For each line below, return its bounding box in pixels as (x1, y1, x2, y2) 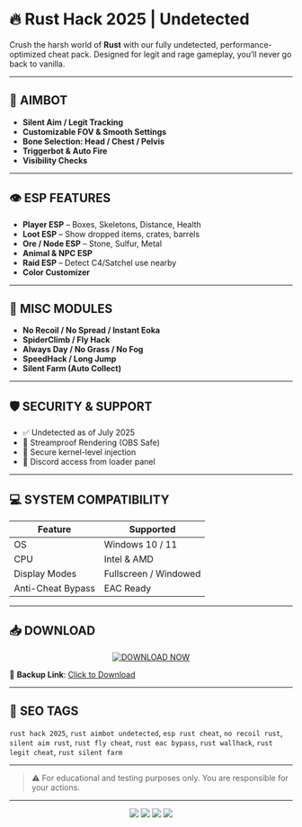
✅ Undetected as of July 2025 (22, 427, 136, 438)
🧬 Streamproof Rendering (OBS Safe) (22, 437, 160, 449)
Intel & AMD (103, 553, 155, 565)
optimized (9, 49, 47, 59)
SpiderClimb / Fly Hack (22, 334, 111, 345)
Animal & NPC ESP (22, 247, 93, 258)
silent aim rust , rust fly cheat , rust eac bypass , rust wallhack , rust (9, 737, 273, 748)
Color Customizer (22, 266, 90, 278)
